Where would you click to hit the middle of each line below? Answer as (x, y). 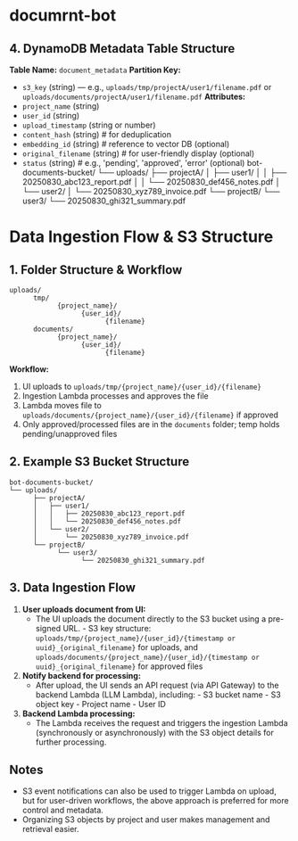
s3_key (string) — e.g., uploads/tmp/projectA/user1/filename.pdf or (147, 87)
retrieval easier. (50, 829)
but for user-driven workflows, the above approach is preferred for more (155, 801)
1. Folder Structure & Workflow (96, 270)
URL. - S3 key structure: (107, 628)
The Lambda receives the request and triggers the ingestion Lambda (161, 722)
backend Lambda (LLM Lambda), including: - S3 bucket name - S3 (158, 694)
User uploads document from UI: (84, 609)
